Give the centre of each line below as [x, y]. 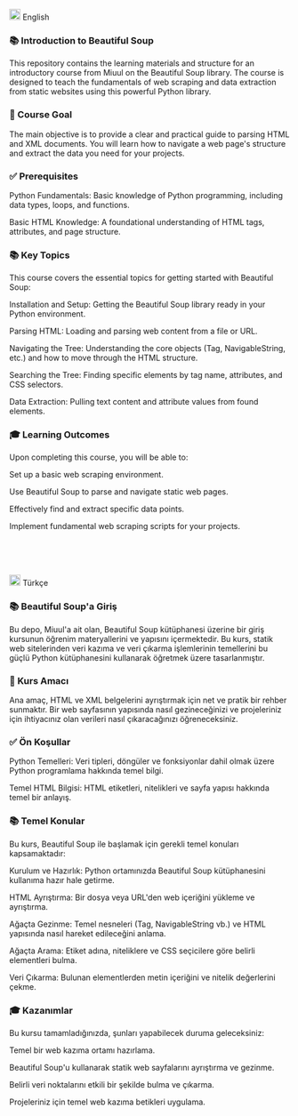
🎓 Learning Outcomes [60, 435]
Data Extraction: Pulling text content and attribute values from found [134, 402]
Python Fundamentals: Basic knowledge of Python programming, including [146, 195]
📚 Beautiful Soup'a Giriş [63, 606]
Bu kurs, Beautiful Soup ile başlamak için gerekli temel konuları [124, 844]
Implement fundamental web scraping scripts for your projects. [125, 526]
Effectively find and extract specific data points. [97, 509]
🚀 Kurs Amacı [39, 680]
